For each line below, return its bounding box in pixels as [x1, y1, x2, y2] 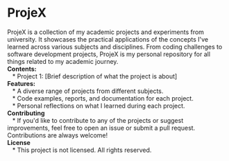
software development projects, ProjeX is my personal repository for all [7, 50, 210, 58]
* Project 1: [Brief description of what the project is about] [12, 71, 178, 80]
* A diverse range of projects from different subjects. [12, 87, 164, 95]
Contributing [7, 109, 45, 117]
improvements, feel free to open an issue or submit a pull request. [7, 124, 196, 132]
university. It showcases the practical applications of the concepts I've [7, 35, 209, 43]
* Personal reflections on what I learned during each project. [12, 101, 185, 110]
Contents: [7, 65, 37, 73]
